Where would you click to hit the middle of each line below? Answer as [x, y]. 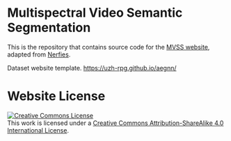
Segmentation [49, 28]
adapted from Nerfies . [39, 54]
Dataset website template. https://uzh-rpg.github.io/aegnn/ [92, 68]
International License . [38, 130]
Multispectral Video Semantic [95, 13]
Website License [56, 96]
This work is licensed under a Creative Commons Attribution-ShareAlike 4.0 [115, 123]
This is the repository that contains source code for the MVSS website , [109, 47]
